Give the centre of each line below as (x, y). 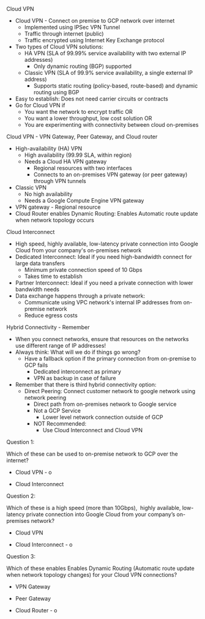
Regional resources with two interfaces (83, 168)
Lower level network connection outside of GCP (103, 417)
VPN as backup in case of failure (75, 378)
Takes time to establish (53, 276)
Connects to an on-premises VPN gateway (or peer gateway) (110, 174)
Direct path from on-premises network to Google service (105, 404)
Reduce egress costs (51, 315)
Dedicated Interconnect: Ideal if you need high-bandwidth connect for (103, 257)
